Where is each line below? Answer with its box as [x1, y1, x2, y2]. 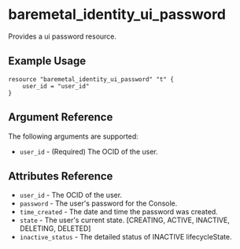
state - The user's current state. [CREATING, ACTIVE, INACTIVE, [19, 215, 231, 225]
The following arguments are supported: [8, 132, 139, 141]
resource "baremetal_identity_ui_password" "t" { [8, 75, 175, 84]
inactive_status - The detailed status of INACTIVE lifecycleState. [19, 232, 232, 242]
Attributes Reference [8, 169, 113, 183]
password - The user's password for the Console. [19, 199, 178, 208]
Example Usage [8, 54, 87, 68]
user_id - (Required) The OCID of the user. [19, 147, 159, 156]
